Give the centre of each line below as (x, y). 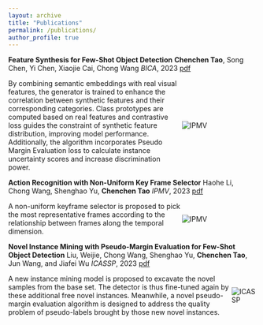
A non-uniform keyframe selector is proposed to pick (94, 207)
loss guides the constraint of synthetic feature (83, 125)
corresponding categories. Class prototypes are (86, 109)
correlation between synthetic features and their (87, 100)
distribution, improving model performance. (79, 134)
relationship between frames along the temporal (86, 223)
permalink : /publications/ (52, 30)
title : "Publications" (45, 23)
